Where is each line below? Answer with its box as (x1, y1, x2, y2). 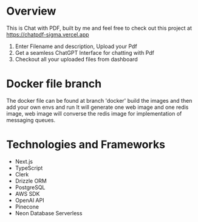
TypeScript (15, 164, 43, 172)
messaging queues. (6, 116, 56, 123)
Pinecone (15, 203, 39, 210)
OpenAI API (15, 196, 44, 204)
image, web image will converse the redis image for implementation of (6, 109, 182, 117)
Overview (6, 4, 56, 18)
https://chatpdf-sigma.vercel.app (6, 30, 89, 38)
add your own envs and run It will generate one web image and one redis (6, 103, 189, 111)
